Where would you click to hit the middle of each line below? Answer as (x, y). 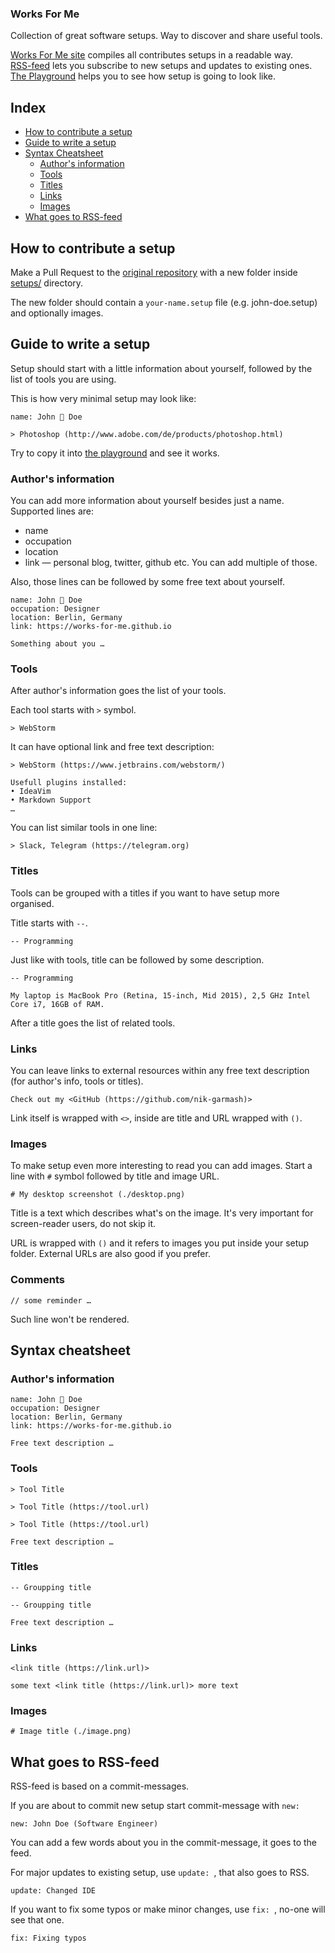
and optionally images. (57, 313)
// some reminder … (51, 1300)
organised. (32, 903)
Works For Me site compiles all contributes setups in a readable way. (152, 55)
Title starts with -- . (49, 923)
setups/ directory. (47, 283)
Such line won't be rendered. (70, 1319)
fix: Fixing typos (48, 1938)
